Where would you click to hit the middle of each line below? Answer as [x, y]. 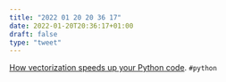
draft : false [33, 34]
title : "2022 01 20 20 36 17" [66, 17]
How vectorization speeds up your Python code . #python [113, 68]
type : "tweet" [36, 42]
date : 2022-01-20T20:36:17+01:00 [71, 26]
